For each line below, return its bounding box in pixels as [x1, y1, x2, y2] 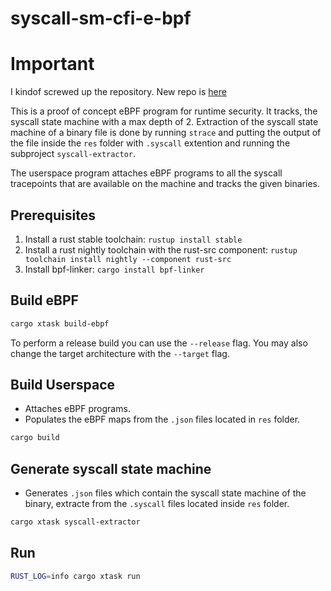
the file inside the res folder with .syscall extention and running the [10, 137, 291, 149]
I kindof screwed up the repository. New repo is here [10, 86, 227, 98]
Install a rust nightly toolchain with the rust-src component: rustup [24, 243, 298, 256]
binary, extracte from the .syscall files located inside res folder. [24, 498, 290, 510]
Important [10, 53, 95, 76]
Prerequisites [10, 207, 96, 224]
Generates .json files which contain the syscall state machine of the [24, 487, 307, 499]
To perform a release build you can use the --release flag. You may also [10, 337, 308, 349]
